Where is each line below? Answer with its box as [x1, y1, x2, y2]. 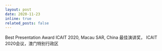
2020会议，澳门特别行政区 [5, 41, 59, 47]
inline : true [5, 16, 32, 21]
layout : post [5, 7, 32, 12]
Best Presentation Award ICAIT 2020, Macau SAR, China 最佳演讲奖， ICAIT [5, 34, 158, 40]
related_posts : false [5, 20, 49, 26]
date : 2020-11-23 [5, 12, 40, 17]
